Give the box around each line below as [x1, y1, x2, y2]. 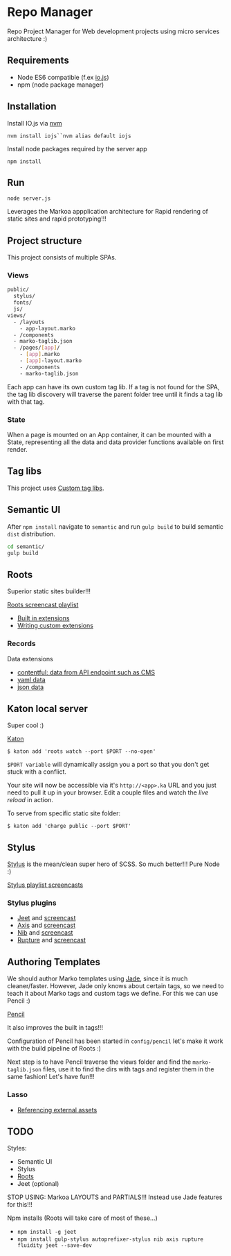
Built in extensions [17, 614, 70, 622]
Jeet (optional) [17, 1180, 59, 1188]
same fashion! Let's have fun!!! [7, 1073, 95, 1081]
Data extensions [7, 654, 53, 663]
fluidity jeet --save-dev [17, 1242, 92, 1249]
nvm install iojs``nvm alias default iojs [7, 133, 131, 139]
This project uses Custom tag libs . [7, 484, 105, 492]
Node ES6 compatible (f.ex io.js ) [17, 73, 109, 81]
